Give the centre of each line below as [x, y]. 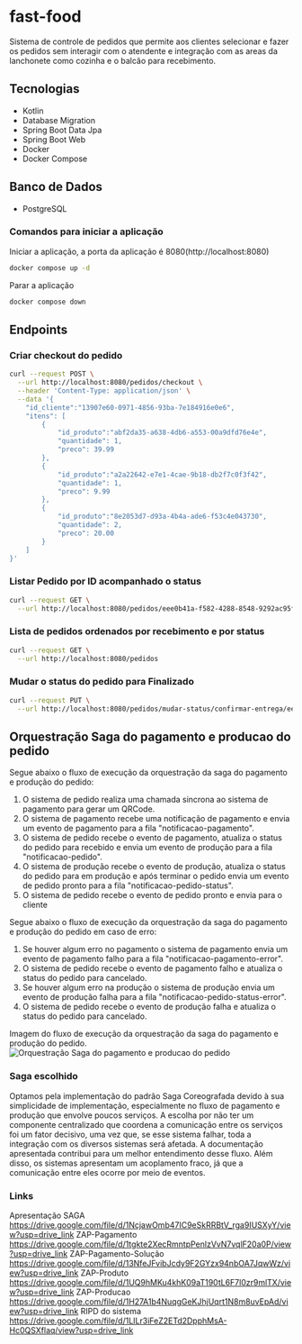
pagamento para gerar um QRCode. [89, 809]
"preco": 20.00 [86, 533]
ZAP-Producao [103, 1292]
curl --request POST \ [52, 374]
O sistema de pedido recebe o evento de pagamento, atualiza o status [152, 838]
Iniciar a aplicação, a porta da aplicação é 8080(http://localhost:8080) [139, 251]
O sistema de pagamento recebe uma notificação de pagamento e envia [156, 819]
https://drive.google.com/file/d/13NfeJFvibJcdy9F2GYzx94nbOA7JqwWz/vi [150, 1263]
